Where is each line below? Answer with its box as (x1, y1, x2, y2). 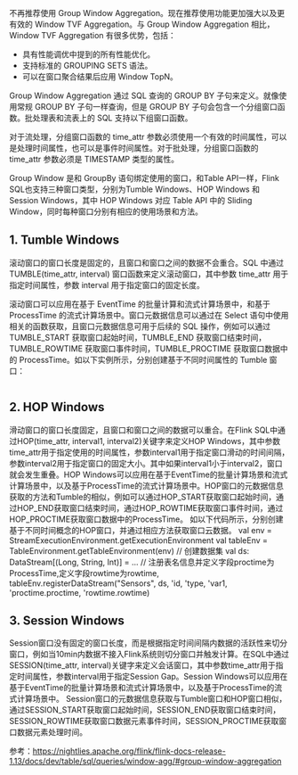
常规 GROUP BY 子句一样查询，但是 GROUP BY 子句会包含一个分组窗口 (16, 102, 278, 111)
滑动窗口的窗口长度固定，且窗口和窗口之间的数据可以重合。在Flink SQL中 (9, 425, 278, 435)
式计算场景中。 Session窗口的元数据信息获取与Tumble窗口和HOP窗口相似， (9, 694, 287, 705)
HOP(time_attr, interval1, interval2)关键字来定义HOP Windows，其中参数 (16, 435, 281, 446)
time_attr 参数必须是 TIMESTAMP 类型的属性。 (9, 154, 180, 164)
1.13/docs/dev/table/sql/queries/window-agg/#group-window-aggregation (9, 756, 282, 767)
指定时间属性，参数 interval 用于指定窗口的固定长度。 (9, 279, 205, 290)
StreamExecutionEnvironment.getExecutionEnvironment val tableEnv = (9, 534, 269, 546)
